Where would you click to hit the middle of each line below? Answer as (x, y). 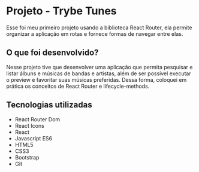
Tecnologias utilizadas (49, 105)
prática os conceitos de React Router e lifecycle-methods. (78, 86)
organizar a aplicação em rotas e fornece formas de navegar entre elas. (95, 33)
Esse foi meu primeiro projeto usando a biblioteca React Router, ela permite (99, 27)
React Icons (30, 125)
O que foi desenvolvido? (52, 53)
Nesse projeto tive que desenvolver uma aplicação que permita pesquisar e (99, 67)
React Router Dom (37, 119)
